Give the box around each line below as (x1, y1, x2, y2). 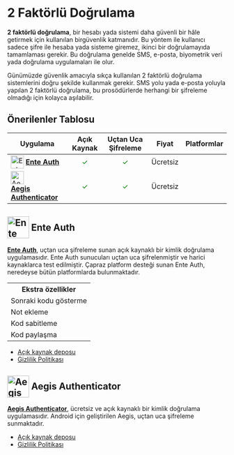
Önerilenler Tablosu (7, 114, 95, 126)
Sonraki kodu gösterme (10, 295, 87, 305)
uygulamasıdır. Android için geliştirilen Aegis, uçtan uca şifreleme (7, 412, 195, 420)
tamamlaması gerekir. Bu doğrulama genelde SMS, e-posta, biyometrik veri (7, 50, 223, 59)
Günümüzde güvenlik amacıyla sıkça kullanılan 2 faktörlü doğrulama (7, 71, 203, 80)
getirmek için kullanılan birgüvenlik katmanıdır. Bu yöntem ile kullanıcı (7, 35, 205, 43)
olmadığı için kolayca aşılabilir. (7, 93, 94, 102)
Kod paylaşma (10, 329, 57, 339)
